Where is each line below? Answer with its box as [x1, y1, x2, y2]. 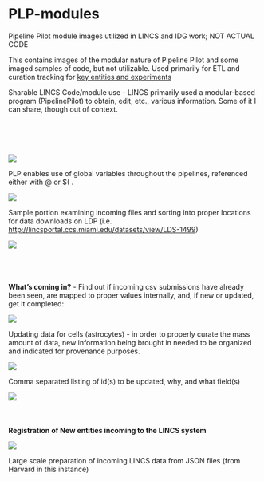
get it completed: [8, 298, 65, 308]
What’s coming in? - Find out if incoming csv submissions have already [8, 282, 245, 291]
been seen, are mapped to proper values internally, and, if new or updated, [8, 290, 254, 300]
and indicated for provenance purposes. [8, 346, 141, 356]
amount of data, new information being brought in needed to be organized [8, 337, 252, 347]
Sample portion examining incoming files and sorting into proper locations [8, 207, 251, 217]
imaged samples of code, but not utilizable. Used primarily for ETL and [8, 63, 241, 73]
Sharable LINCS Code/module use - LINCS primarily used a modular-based [8, 87, 255, 97]
